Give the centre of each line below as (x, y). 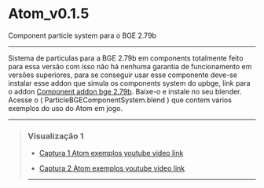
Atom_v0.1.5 (49, 14)
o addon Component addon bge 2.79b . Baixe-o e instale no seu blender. (125, 91)
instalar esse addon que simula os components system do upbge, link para (129, 83)
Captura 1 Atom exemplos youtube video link (111, 153)
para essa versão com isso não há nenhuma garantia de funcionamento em (130, 66)
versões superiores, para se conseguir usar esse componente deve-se (123, 75)
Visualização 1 (55, 136)
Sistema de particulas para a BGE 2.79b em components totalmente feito (126, 58)
